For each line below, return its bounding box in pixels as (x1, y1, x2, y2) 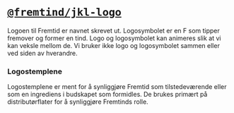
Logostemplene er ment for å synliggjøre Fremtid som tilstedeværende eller (7, 83, 227, 91)
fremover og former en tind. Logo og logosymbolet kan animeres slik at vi (7, 34, 221, 42)
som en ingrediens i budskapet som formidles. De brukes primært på (7, 90, 208, 99)
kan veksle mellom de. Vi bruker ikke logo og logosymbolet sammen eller (7, 41, 221, 49)
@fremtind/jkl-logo (7, 6, 122, 19)
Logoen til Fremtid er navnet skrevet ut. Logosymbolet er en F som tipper (7, 26, 221, 35)
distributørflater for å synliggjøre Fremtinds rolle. (7, 97, 148, 106)
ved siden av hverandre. (7, 49, 78, 57)
